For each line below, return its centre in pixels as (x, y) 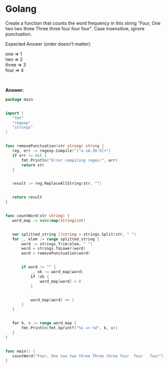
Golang (21, 9)
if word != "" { (39, 267)
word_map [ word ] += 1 (52, 300)
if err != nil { (29, 155)
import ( (15, 113)
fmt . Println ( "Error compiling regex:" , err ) (69, 160)
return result (27, 197)
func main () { (20, 351)
